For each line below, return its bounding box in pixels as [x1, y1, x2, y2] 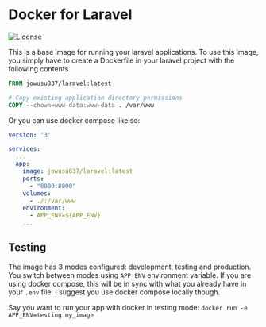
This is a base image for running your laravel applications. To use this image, [8, 47, 259, 56]
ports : [22, 175, 44, 183]
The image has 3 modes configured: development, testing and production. [8, 262, 252, 271]
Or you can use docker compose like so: [8, 115, 141, 125]
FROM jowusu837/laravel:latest [8, 79, 112, 87]
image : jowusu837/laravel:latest [22, 167, 133, 175]
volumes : [22, 189, 52, 198]
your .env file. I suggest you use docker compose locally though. [8, 287, 221, 297]
